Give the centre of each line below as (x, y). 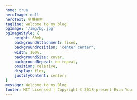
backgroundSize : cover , (39, 57)
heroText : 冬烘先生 (24, 19)
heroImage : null (22, 15)
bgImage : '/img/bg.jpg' (30, 29)
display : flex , (30, 71)
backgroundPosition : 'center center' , (55, 47)
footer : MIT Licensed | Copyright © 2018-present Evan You (69, 90)
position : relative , (36, 66)
